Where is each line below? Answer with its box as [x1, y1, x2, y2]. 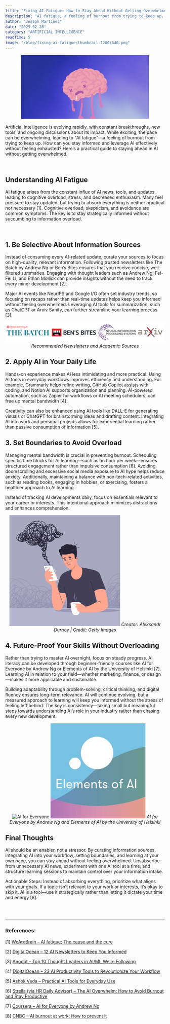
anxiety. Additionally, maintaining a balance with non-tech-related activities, [5, 473, 163, 480]
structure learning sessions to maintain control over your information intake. [5, 868, 163, 874]
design [146, 671, 161, 677]
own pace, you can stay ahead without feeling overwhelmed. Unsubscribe [5, 858, 160, 864]
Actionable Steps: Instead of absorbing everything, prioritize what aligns [5, 879, 156, 885]
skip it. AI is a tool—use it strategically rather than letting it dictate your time [5, 889, 163, 895]
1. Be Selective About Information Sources [5, 240, 141, 249]
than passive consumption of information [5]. [5, 424, 100, 430]
